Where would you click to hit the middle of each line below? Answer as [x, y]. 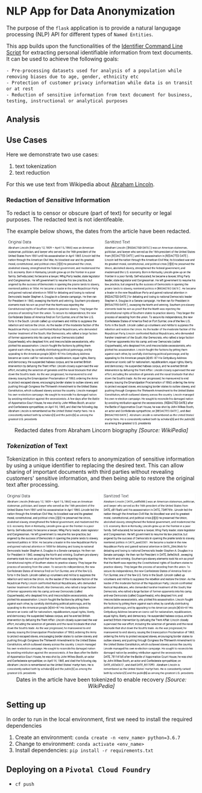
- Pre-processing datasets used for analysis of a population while [94, 71]
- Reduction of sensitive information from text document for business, [99, 95]
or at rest [20, 89]
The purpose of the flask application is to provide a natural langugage [93, 28]
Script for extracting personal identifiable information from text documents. [99, 52]
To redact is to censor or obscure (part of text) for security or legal [89, 213]
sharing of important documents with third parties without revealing [90, 472]
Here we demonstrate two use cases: [53, 155]
